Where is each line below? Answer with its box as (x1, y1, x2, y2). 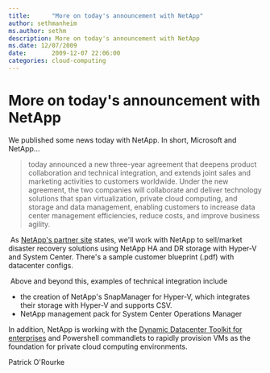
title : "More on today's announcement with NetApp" (8, 11, 204, 20)
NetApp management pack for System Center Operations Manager (19, 309, 243, 318)
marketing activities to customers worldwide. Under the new (27, 176, 229, 186)
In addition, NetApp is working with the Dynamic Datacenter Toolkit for (8, 324, 243, 334)
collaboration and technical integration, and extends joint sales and (27, 168, 251, 177)
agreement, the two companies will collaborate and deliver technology (27, 184, 262, 194)
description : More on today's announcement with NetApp (8, 34, 200, 43)
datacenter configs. (8, 260, 74, 270)
